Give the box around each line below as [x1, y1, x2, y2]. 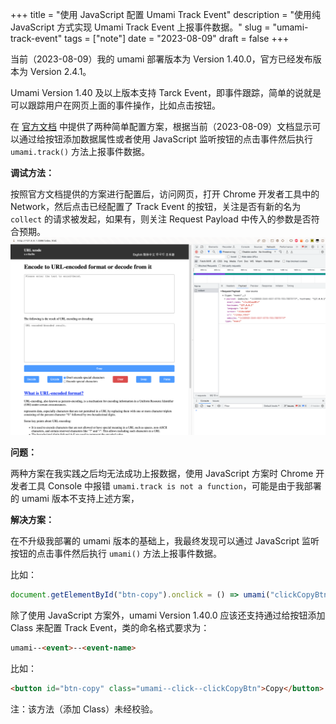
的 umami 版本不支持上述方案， [10, 493, 140, 505]
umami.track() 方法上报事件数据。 [10, 146, 151, 157]
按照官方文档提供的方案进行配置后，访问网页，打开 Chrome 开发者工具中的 [10, 188, 320, 200]
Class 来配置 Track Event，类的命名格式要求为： [10, 622, 210, 634]
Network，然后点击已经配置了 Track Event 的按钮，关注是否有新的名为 [10, 201, 302, 212]
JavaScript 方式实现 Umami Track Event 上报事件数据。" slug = [10, 21, 271, 33]
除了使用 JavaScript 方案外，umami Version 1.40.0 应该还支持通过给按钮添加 [10, 609, 326, 622]
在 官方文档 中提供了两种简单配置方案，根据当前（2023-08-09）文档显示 [10, 121, 313, 132]
